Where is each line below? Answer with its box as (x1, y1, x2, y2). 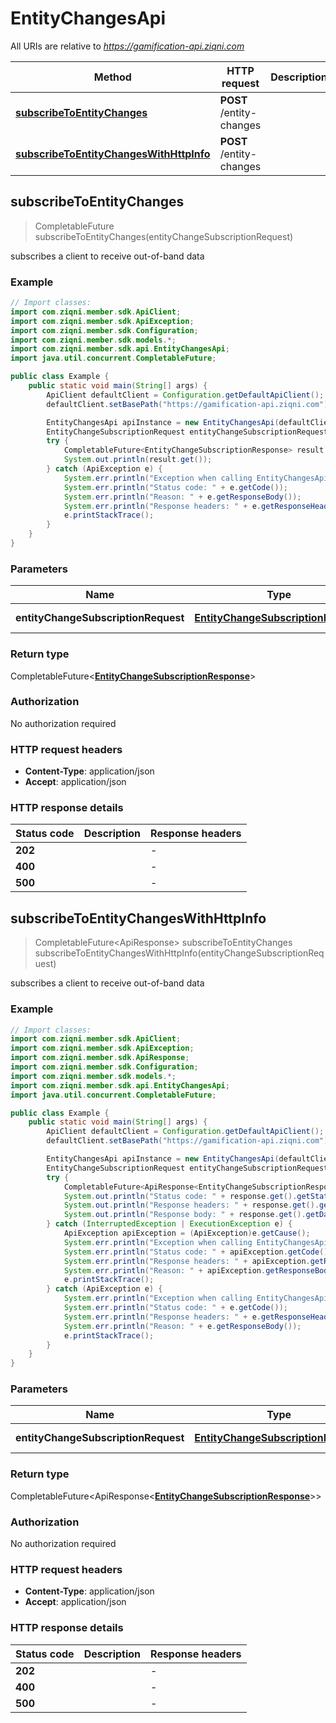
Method (93, 70, 132, 84)
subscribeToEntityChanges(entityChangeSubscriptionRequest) (34, 230, 294, 242)
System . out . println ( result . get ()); (63, 455, 213, 465)
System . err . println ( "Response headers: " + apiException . (63, 1256, 311, 1266)
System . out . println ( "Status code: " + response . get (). (63, 1191, 298, 1201)
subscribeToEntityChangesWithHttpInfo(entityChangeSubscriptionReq (34, 947, 325, 959)
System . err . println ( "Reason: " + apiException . (63, 1265, 267, 1276)
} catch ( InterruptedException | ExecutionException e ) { (46, 1219, 293, 1229)
